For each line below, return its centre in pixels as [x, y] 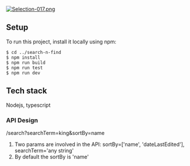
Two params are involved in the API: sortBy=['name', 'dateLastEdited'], [99, 144]
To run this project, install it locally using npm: [61, 42]
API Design [22, 120]
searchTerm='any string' [44, 150]
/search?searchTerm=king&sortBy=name [56, 133]
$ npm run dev [23, 73]
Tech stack [27, 91]
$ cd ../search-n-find [34, 52]
